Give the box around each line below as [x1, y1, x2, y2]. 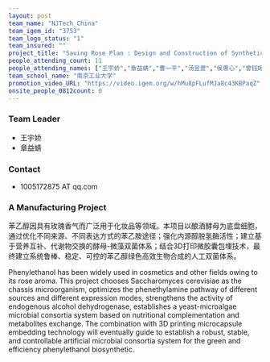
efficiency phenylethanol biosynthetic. [8, 344, 135, 355]
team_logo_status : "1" [8, 34, 84, 43]
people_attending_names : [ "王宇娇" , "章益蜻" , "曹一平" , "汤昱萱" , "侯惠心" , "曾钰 [8, 64, 258, 73]
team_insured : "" [8, 42, 67, 50]
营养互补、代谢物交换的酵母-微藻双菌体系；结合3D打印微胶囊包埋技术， [14, 241, 254, 251]
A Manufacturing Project [8, 202, 107, 213]
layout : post [8, 11, 52, 20]
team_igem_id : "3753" [8, 27, 81, 35]
